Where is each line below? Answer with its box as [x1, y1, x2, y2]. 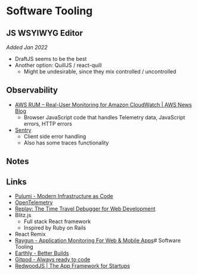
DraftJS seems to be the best [14, 55, 87, 62]
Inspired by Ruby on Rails [23, 224, 86, 231]
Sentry [14, 126, 32, 134]
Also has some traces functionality [23, 139, 109, 146]
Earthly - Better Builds [14, 249, 69, 257]
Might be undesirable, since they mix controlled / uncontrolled [23, 68, 177, 75]
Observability [6, 85, 58, 95]
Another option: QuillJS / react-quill [14, 61, 102, 69]
